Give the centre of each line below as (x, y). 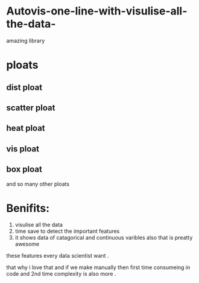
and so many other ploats (38, 184)
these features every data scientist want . (58, 256)
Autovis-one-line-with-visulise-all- (97, 11)
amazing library (26, 40)
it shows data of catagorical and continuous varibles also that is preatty (104, 238)
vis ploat (23, 149)
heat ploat (26, 128)
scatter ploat (31, 108)
